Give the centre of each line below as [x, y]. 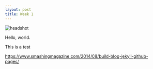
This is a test [18, 47]
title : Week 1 [19, 14]
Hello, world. [18, 37]
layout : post [18, 9]
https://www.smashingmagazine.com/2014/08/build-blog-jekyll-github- [77, 56]
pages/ [12, 61]
